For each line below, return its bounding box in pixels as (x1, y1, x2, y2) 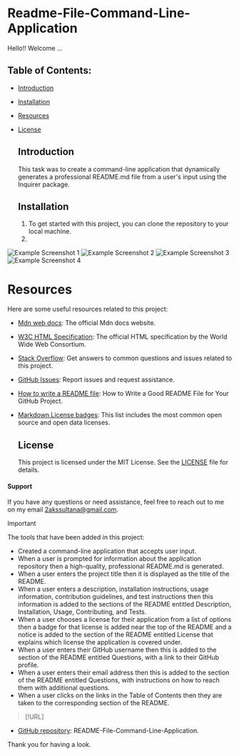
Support (7, 482, 33, 490)
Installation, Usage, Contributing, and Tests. (17, 607, 147, 616)
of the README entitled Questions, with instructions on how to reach (17, 676, 220, 685)
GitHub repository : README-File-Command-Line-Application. (17, 727, 200, 735)
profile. (17, 661, 39, 670)
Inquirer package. (17, 180, 70, 189)
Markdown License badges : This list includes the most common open (17, 411, 223, 419)
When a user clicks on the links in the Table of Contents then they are (17, 691, 223, 700)
